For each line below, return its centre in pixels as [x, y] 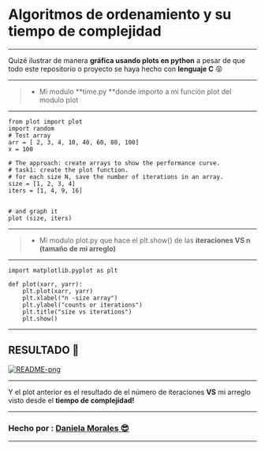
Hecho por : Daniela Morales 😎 [69, 428]
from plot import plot [45, 121]
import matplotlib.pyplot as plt [63, 270]
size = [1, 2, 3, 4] [42, 184]
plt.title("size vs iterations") [77, 312]
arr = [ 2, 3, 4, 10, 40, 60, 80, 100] [74, 142]
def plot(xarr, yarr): [45, 284]
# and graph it [33, 211]
